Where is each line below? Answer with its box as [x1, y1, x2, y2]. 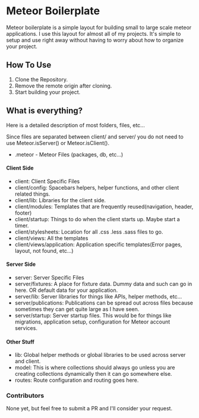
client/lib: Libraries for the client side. [14, 196, 106, 203]
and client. [14, 358, 41, 365]
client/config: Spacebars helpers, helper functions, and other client [14, 184, 179, 191]
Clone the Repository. [14, 76, 68, 83]
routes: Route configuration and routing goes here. [14, 376, 139, 384]
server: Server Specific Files [14, 274, 84, 281]
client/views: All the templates [14, 234, 89, 241]
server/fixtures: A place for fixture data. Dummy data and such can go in [14, 280, 192, 287]
